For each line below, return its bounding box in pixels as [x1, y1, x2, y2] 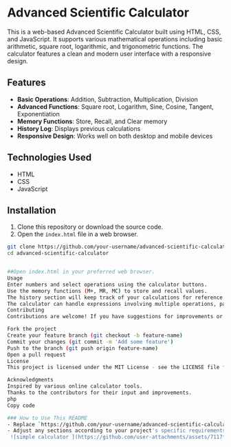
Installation [7, 205, 56, 216]
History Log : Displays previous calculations [16, 124, 141, 132]
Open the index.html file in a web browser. [16, 230, 139, 238]
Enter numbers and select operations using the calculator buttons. [7, 281, 208, 288]
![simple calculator [10, 434, 69, 441]
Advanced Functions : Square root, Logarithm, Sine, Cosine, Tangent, [16, 102, 214, 111]
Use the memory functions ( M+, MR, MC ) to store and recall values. [7, 287, 208, 294]
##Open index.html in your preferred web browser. [7, 269, 155, 276]
